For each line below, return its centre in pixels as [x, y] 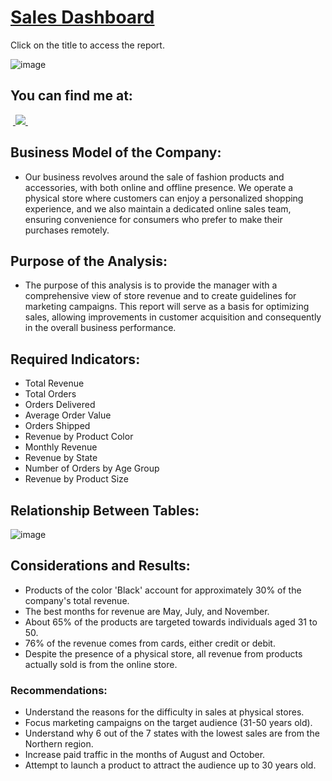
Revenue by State [61, 458]
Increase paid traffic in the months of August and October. [145, 755]
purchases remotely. [67, 230]
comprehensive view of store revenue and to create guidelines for [160, 296]
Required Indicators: [75, 359]
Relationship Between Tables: [105, 510]
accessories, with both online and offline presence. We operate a [159, 187]
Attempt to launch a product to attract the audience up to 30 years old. [170, 765]
